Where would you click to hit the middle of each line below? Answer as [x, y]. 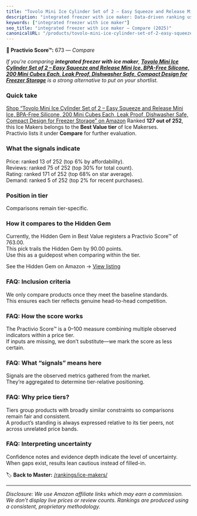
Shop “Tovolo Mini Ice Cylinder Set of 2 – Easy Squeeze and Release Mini [95, 108]
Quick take [22, 96]
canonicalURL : [23, 34]
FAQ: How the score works [45, 316]
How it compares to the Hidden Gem [59, 223]
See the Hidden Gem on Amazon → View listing [63, 267]
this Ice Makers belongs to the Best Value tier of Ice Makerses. [82, 127]
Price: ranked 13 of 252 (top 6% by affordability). [65, 161]
